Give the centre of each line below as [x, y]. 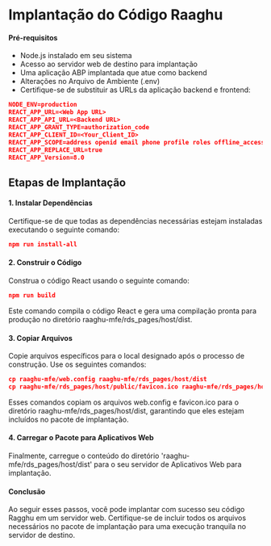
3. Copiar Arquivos [40, 338]
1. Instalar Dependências [50, 203]
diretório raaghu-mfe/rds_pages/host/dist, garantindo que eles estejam [126, 410]
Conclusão [27, 491]
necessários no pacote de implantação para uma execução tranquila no [127, 527]
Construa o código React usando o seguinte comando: [99, 281]
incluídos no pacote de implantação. [69, 419]
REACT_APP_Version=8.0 [46, 157]
